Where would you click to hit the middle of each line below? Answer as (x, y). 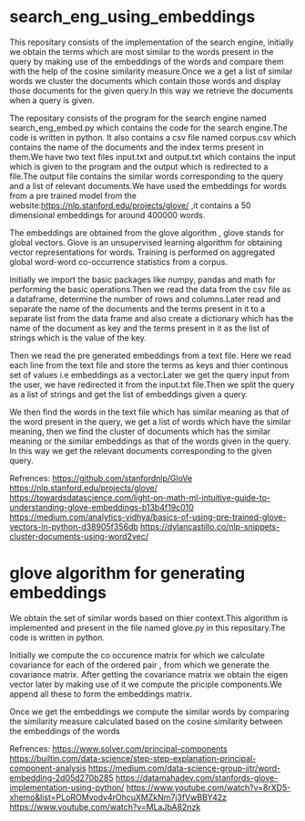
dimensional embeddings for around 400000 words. (107, 215)
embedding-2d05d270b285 (61, 777)
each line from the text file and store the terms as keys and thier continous (149, 365)
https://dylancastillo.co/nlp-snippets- (210, 526)
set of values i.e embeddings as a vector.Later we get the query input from (149, 374)
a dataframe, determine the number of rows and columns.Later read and (145, 299)
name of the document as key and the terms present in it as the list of (140, 328)
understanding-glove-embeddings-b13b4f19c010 (102, 507)
